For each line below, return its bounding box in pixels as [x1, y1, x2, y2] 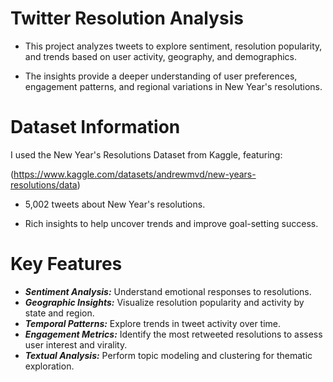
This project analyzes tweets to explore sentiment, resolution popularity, [24, 40, 323, 52]
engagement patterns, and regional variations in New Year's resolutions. [24, 80, 323, 92]
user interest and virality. [24, 338, 128, 351]
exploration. [24, 360, 75, 372]
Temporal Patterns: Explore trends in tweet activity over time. [24, 317, 282, 329]
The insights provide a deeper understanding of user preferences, [24, 70, 298, 82]
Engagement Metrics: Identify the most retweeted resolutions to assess [24, 328, 323, 340]
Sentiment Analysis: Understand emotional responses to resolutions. [24, 285, 312, 297]
